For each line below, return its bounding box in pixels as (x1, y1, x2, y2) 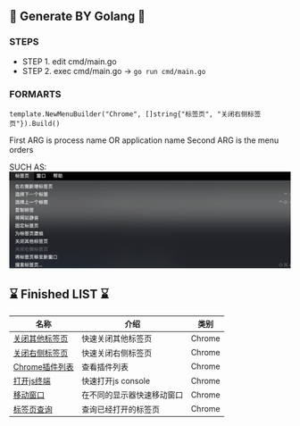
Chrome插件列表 (12, 361, 74, 372)
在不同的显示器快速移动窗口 (81, 389, 184, 400)
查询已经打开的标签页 (81, 404, 161, 414)
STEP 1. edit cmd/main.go (21, 55, 118, 67)
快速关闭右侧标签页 (81, 347, 153, 358)
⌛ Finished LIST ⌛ (9, 287, 110, 302)
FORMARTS (9, 88, 62, 100)
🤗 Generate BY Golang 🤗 (9, 9, 146, 24)
